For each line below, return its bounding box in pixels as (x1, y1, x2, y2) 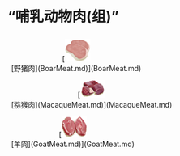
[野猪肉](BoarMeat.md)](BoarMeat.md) (11, 64, 142, 74)
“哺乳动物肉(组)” (7, 7, 119, 26)
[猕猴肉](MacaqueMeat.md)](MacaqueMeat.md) (11, 99, 173, 109)
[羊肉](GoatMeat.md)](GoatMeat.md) (11, 139, 135, 149)
